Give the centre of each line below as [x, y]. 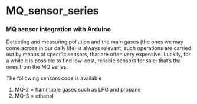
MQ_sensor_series [52, 11]
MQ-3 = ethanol [34, 96]
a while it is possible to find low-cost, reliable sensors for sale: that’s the [93, 61]
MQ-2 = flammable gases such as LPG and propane [78, 90]
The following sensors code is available [54, 78]
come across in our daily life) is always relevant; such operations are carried [99, 48]
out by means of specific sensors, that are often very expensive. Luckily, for [98, 55]
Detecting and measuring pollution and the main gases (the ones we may [95, 42]
